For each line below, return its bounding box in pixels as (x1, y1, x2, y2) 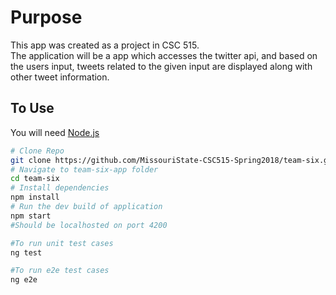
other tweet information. (10, 71, 110, 83)
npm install (10, 192, 60, 203)
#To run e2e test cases (10, 266, 110, 276)
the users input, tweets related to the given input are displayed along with (10, 60, 313, 72)
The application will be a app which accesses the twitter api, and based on (10, 49, 318, 61)
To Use (10, 100, 55, 117)
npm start (10, 211, 52, 221)
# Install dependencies (10, 183, 110, 193)
